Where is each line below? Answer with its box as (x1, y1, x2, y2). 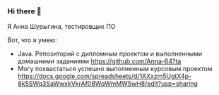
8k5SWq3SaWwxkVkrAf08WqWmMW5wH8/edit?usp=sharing (17, 80, 198, 88)
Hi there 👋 (7, 6, 42, 16)
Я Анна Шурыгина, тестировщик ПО (7, 23, 116, 31)
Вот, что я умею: (7, 36, 58, 44)
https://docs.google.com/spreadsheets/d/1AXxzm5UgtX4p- (17, 72, 192, 80)
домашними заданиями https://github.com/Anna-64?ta (17, 57, 182, 65)
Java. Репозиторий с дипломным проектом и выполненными (17, 49, 203, 58)
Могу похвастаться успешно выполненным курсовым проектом (17, 65, 213, 73)
